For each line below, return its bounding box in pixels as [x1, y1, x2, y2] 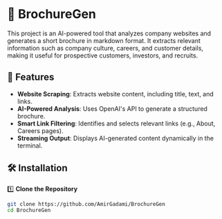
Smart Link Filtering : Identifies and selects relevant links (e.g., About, [17, 119, 216, 128]
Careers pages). [17, 126, 64, 134]
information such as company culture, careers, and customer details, [7, 44, 204, 52]
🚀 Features [7, 71, 55, 83]
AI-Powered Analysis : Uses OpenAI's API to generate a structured [17, 104, 207, 113]
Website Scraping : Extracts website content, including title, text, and [17, 89, 214, 98]
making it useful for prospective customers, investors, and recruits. [7, 51, 198, 60]
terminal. [17, 141, 43, 150]
